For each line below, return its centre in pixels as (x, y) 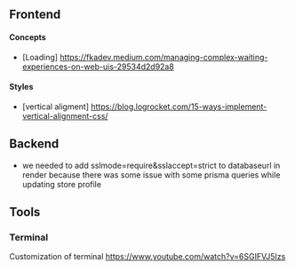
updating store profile (62, 184)
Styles (21, 87)
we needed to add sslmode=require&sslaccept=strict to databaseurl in (151, 165)
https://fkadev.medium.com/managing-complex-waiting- (164, 57)
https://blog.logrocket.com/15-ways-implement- (179, 107)
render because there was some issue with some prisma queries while (151, 175)
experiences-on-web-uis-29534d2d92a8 (98, 67)
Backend (34, 144)
